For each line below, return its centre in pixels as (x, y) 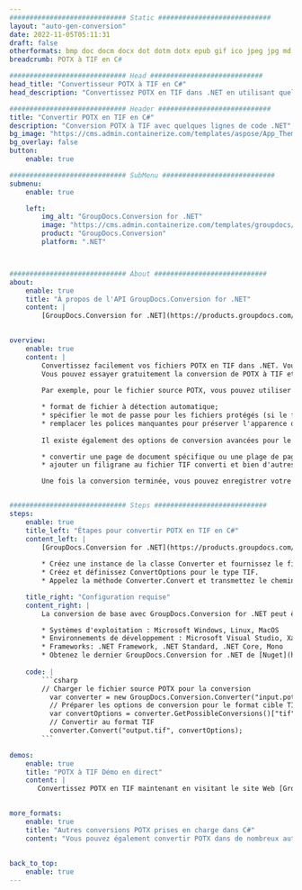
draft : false (34, 43)
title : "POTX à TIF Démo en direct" (94, 772)
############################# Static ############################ (140, 18)
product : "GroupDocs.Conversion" (104, 234)
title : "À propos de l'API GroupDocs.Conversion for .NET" (138, 299)
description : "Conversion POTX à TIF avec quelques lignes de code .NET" (151, 126)
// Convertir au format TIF (102, 722)
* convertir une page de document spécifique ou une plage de (160, 457)
